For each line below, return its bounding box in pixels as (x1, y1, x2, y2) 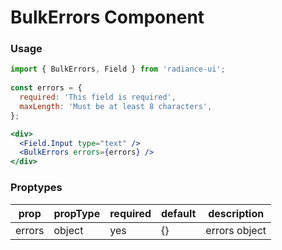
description (208, 206, 265, 220)
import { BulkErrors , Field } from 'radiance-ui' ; (10, 64, 226, 75)
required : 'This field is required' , (19, 92, 177, 103)
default (161, 206, 197, 220)
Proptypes (10, 181, 63, 195)
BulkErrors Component (10, 6, 205, 29)
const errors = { (10, 83, 83, 93)
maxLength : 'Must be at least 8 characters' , (19, 101, 213, 111)
